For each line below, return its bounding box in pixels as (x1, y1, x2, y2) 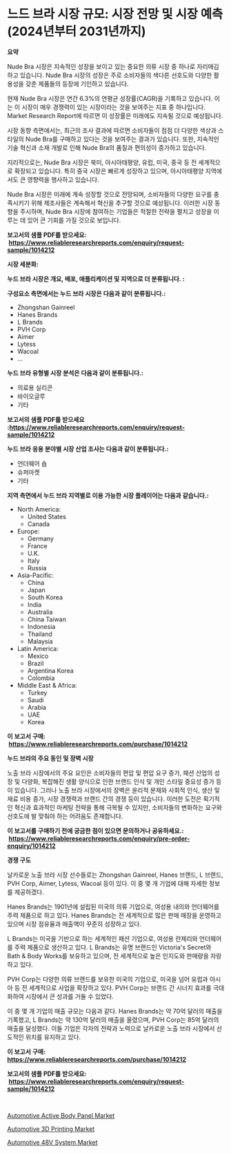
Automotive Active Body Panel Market (7, 1111, 115, 1119)
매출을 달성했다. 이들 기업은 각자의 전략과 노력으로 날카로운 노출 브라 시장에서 (7, 1024, 215, 1032)
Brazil (27, 659, 44, 667)
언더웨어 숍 (17, 459, 48, 467)
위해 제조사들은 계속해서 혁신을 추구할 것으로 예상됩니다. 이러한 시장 (30, 198, 214, 207)
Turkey (27, 688, 48, 697)
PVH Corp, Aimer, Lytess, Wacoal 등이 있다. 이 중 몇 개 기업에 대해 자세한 (7, 879, 208, 887)
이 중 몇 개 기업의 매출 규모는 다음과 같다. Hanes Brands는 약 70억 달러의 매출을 (7, 1007, 223, 1015)
